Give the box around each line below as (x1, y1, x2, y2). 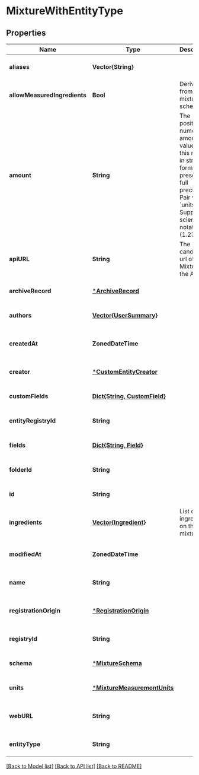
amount (9, 171, 31, 179)
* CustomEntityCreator (92, 368, 158, 376)
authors (9, 312, 32, 319)
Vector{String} (92, 63, 134, 71)
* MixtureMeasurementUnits (92, 684, 174, 692)
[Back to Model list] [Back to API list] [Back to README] (6, 763, 142, 770)
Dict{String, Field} (92, 441, 143, 449)
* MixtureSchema (92, 659, 142, 667)
